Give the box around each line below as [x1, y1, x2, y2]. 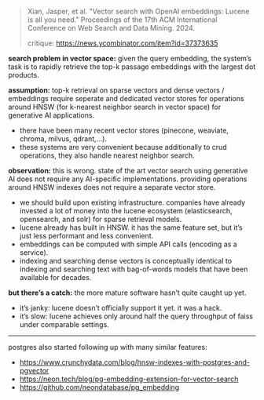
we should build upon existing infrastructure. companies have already [19, 198, 246, 207]
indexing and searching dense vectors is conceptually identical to [19, 256, 233, 265]
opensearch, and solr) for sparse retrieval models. [19, 215, 182, 224]
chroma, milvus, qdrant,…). [19, 134, 108, 144]
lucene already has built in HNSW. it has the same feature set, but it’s [19, 223, 243, 232]
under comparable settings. [19, 320, 110, 329]
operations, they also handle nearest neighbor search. [19, 151, 195, 160]
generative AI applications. [8, 111, 95, 120]
